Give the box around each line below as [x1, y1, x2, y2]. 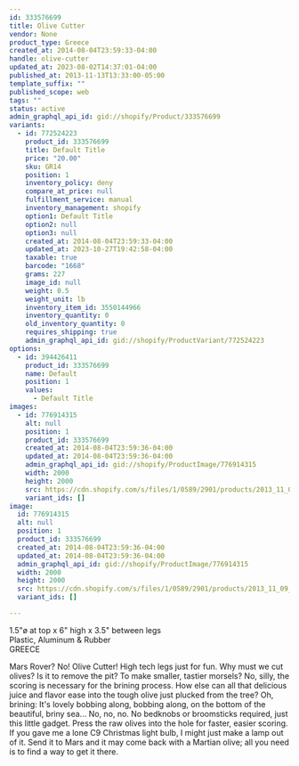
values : [25, 386, 53, 395]
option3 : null [25, 228, 77, 237]
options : [9, 344, 42, 353]
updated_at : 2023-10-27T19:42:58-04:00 [25, 245, 174, 254]
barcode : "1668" [25, 262, 86, 271]
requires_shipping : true [25, 328, 117, 337]
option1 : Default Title [25, 211, 114, 221]
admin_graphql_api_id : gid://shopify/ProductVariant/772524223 [25, 336, 265, 345]
